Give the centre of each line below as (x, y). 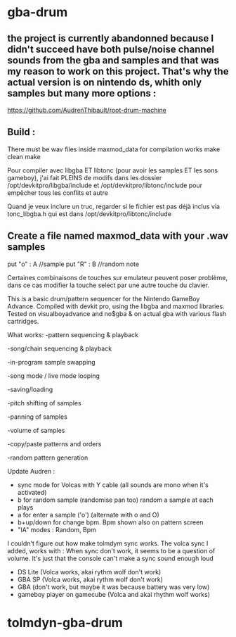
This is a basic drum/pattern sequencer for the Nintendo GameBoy (104, 298)
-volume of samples (36, 430)
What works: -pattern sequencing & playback (73, 334)
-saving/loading (30, 389)
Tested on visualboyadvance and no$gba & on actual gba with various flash (117, 313)
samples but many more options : (82, 93)
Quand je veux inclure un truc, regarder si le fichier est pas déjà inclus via (113, 206)
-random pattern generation (48, 458)
